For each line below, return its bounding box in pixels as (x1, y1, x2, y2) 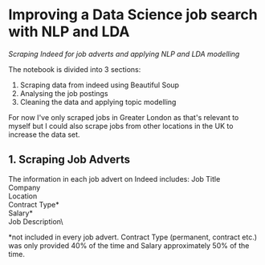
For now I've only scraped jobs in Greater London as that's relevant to (8, 112, 239, 122)
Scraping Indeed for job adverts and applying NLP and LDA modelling (8, 49, 240, 58)
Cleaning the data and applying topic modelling (19, 97, 177, 106)
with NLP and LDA (8, 22, 130, 41)
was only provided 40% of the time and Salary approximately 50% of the (8, 240, 250, 250)
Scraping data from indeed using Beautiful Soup (19, 80, 179, 90)
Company (8, 183, 41, 192)
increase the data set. (8, 130, 80, 139)
